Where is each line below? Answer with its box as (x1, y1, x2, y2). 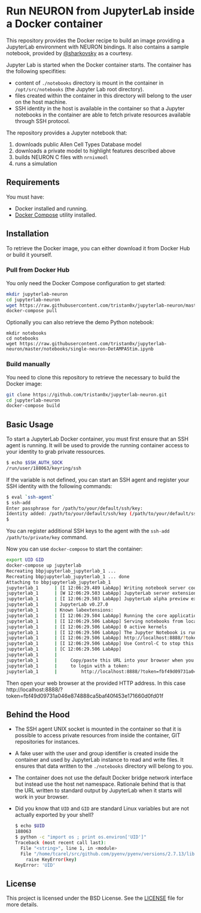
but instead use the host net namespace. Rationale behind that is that (14, 780, 186, 788)
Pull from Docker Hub (6, 266, 70, 274)
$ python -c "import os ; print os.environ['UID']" (14, 834, 147, 840)
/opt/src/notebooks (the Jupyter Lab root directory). (14, 85, 145, 92)
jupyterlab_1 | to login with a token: (6, 663, 130, 669)
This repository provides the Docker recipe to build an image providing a (6, 37, 185, 44)
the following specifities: (6, 67, 67, 74)
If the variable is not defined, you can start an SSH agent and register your (6, 476, 190, 483)
